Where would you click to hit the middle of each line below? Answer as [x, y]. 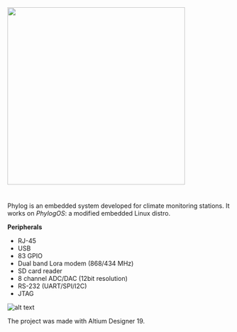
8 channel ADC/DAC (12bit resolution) [72, 279]
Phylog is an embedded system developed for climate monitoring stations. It [118, 206]
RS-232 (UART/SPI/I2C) [52, 286]
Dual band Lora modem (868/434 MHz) [76, 264]
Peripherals [25, 227]
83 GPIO [30, 256]
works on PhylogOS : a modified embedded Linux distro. [89, 214]
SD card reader [40, 271]
